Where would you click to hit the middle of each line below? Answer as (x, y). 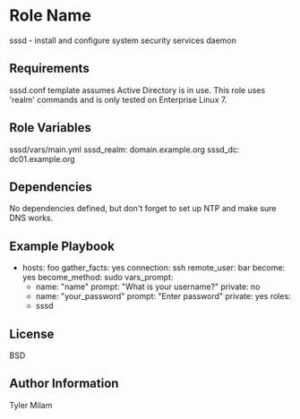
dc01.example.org (42, 158)
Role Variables (50, 128)
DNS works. (31, 218)
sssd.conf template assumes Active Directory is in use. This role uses (137, 90)
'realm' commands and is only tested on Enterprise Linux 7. (118, 99)
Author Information (64, 384)
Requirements (49, 68)
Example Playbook (62, 246)
